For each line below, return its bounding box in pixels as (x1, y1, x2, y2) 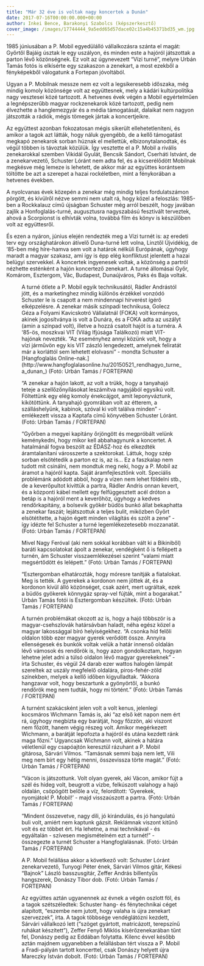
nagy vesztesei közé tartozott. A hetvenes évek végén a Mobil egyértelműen (6, 93, 199, 101)
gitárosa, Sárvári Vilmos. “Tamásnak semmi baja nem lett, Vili (21, 750, 175, 757)
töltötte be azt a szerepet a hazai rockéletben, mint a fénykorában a (6, 170, 176, 178)
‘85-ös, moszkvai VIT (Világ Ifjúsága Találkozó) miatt (21, 329, 153, 336)
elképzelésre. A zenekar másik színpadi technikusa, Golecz (21, 303, 171, 310)
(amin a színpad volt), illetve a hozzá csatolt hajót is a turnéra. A (21, 322, 182, 330)
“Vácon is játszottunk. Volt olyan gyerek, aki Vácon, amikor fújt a (21, 774, 183, 782)
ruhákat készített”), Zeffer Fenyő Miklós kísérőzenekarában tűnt (21, 927, 181, 934)
